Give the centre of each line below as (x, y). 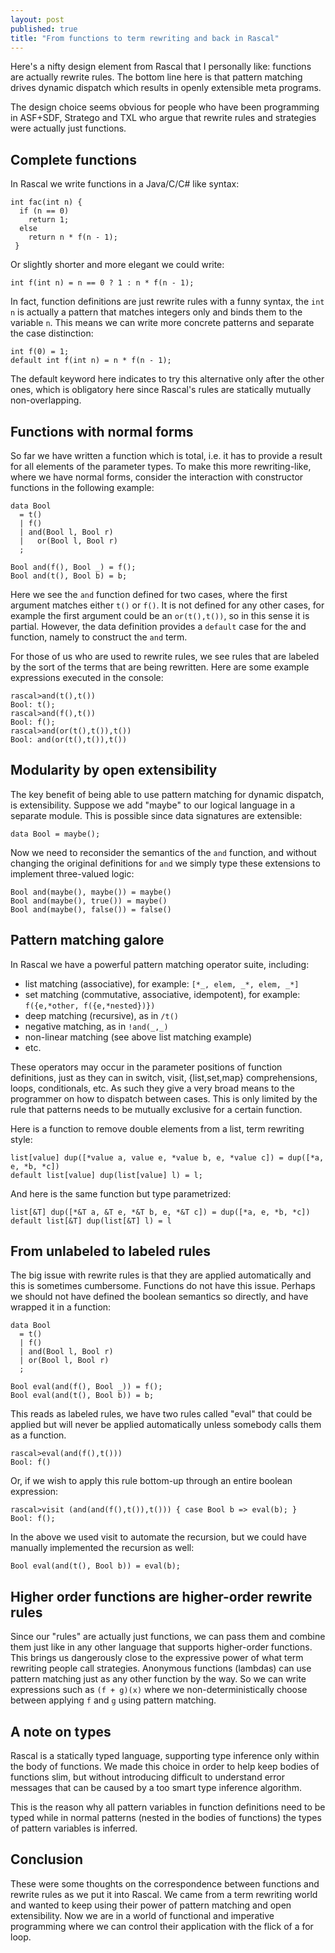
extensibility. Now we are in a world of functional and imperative (142, 1915)
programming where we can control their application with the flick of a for (162, 1926)
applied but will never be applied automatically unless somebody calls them (166, 1425)
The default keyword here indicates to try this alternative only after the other (167, 379)
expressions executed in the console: (87, 677)
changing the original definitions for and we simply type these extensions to (165, 863)
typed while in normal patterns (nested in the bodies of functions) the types (166, 1818)
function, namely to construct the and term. (99, 637)
